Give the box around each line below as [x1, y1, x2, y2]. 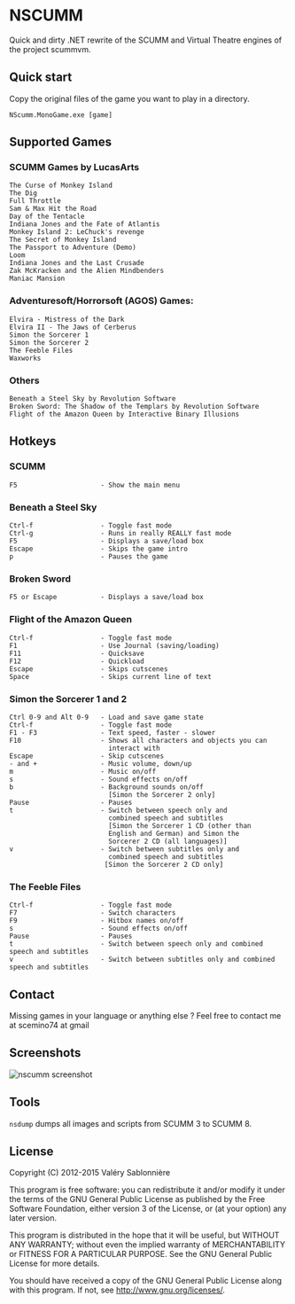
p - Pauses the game [9, 552, 168, 561]
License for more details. [9, 1258, 100, 1269]
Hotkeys [9, 433, 57, 449]
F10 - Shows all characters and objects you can [9, 736, 268, 745]
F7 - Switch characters [9, 909, 176, 917]
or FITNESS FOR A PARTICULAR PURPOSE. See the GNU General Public [9, 1249, 273, 1260]
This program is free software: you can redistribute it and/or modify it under [9, 1184, 285, 1195]
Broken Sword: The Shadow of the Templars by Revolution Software [9, 402, 260, 411]
